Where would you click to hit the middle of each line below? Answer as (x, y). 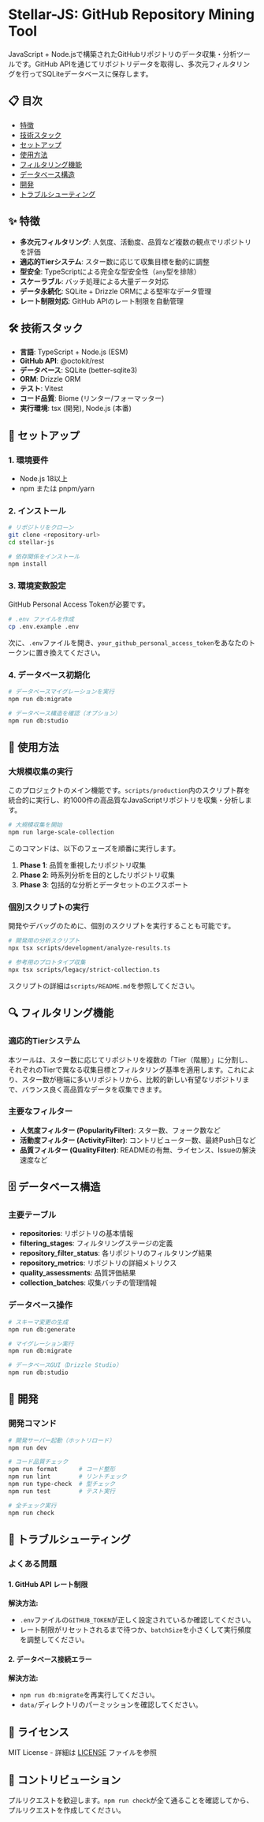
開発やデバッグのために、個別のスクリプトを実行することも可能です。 (122, 926)
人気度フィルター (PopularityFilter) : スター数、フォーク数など (120, 1130)
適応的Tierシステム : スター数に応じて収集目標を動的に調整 (115, 261)
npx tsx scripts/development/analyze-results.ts (89, 948)
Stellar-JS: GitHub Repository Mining (131, 15)
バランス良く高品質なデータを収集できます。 (94, 1089)
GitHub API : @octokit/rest (62, 361)
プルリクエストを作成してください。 (67, 1810)
